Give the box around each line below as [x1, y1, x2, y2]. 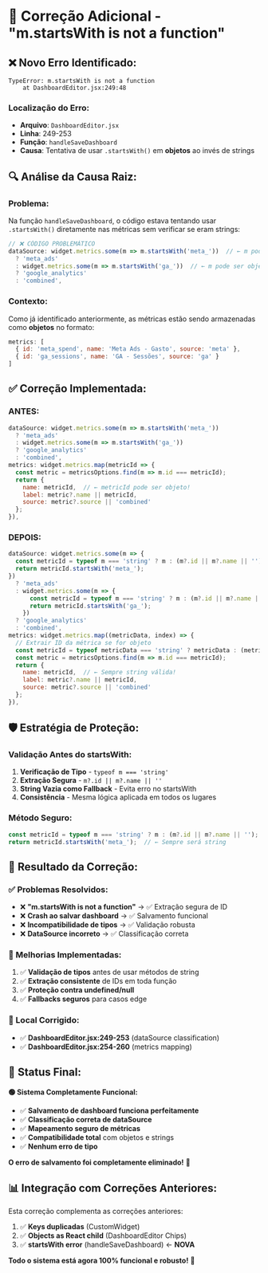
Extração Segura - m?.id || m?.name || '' [19, 776, 163, 785]
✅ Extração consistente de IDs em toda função [19, 976, 177, 986]
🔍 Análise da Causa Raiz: [8, 170, 137, 183]
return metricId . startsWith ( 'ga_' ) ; [29, 602, 152, 610]
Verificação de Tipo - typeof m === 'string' [19, 767, 169, 776]
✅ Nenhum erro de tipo [19, 1141, 98, 1151]
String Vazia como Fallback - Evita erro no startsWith [19, 784, 197, 794]
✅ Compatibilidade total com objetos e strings [19, 1132, 175, 1142]
